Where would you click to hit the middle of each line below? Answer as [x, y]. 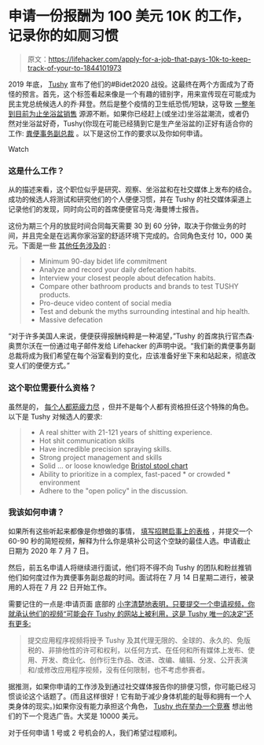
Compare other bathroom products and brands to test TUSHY [139, 286]
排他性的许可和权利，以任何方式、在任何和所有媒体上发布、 [151, 650]
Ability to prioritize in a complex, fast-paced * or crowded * [135, 474]
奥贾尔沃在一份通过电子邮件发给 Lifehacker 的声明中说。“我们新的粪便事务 [128, 346]
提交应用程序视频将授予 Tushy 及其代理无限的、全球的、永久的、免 [136, 640]
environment [60, 482]
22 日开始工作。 [85, 587]
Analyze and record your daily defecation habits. [117, 270]
